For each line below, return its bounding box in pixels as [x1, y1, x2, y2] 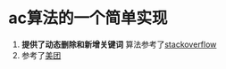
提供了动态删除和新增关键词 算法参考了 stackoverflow [21, 39, 217, 50]
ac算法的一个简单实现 [8, 8, 168, 28]
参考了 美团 [21, 50, 62, 60]
